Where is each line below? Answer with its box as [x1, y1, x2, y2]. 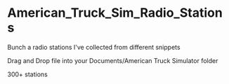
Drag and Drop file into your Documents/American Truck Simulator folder [7, 56, 218, 64]
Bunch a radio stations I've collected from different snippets [7, 43, 181, 51]
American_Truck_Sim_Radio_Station [7, 5, 223, 21]
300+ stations [7, 70, 48, 78]
